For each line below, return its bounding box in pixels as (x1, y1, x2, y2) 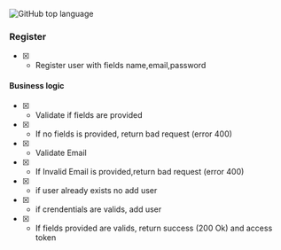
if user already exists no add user (35, 184, 158, 195)
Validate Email (35, 147, 87, 158)
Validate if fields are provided (35, 109, 143, 120)
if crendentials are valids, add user (35, 204, 162, 215)
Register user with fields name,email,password (35, 60, 207, 71)
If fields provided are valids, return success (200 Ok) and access (35, 223, 273, 233)
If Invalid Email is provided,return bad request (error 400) (35, 166, 245, 176)
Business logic (9, 80, 65, 90)
